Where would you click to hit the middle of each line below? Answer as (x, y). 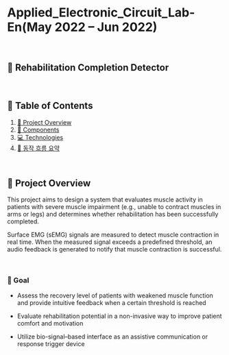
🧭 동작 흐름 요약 (38, 148)
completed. (23, 221)
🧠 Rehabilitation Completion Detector (88, 68)
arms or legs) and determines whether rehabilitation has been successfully (113, 215)
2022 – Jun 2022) (106, 27)
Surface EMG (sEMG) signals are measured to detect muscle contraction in (113, 235)
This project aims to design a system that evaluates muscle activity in (105, 199)
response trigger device (51, 343)
